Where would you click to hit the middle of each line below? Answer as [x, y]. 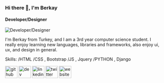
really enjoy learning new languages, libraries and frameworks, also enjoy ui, [82, 45]
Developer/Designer [26, 19]
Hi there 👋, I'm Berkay [31, 8]
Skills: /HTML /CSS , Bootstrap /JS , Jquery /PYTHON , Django [68, 59]
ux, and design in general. [31, 50]
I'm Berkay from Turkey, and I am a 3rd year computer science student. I [78, 40]
